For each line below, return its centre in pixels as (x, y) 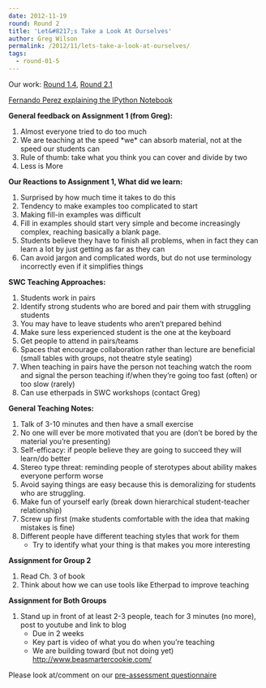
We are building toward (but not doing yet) (103, 651)
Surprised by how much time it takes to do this (98, 197)
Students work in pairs (58, 298)
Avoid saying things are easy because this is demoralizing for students (138, 484)
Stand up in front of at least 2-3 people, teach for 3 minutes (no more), (138, 616)
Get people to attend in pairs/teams (79, 341)
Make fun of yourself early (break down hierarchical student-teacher (135, 501)
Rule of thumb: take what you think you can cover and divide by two (133, 157)
